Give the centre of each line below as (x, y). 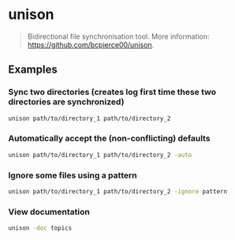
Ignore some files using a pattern (73, 175)
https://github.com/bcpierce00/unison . (91, 44)
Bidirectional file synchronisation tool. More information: (119, 36)
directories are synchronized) (66, 102)
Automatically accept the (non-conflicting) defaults (109, 138)
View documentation (49, 212)
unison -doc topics (40, 228)
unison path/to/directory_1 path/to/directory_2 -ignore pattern (117, 191)
